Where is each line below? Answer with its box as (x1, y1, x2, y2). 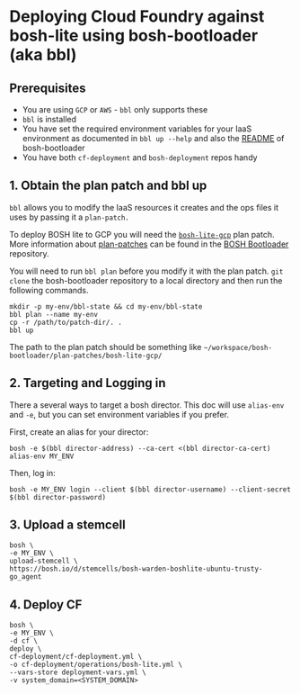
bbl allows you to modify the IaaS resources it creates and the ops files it (9, 202, 279, 212)
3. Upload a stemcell (9, 518, 126, 533)
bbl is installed (22, 114, 77, 124)
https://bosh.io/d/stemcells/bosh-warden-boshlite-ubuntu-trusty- (9, 564, 263, 573)
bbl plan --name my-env (9, 310, 99, 319)
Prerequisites (9, 80, 86, 95)
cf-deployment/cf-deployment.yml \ (9, 653, 143, 662)
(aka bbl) (9, 45, 77, 65)
